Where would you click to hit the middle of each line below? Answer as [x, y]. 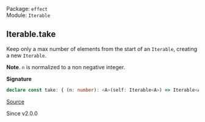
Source [15, 101]
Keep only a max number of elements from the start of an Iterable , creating [102, 49]
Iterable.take [31, 34]
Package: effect [27, 9]
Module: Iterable [28, 15]
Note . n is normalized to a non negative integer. [66, 67]
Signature [19, 79]
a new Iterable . [27, 55]
